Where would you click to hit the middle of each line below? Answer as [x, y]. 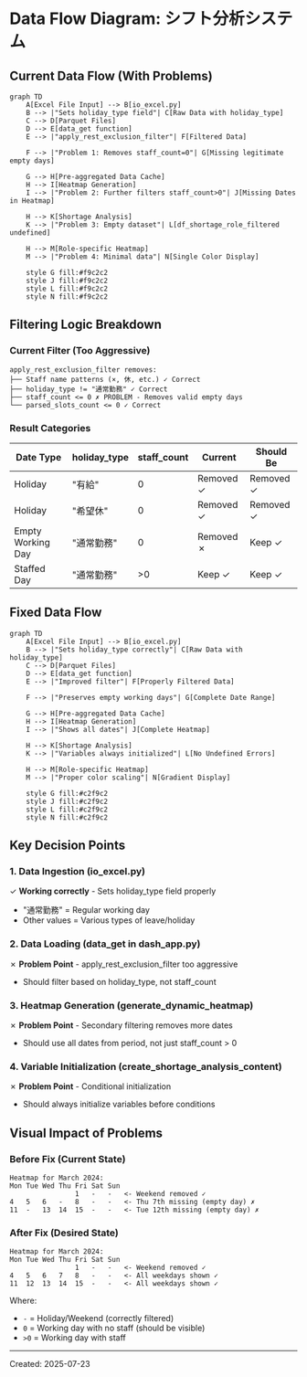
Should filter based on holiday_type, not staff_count [119, 981]
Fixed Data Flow [56, 613]
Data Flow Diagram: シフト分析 [127, 19]
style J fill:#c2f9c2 [67, 801]
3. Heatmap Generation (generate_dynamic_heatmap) [132, 1005]
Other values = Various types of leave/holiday [109, 920]
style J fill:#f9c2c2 [67, 281]
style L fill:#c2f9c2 [67, 810]
